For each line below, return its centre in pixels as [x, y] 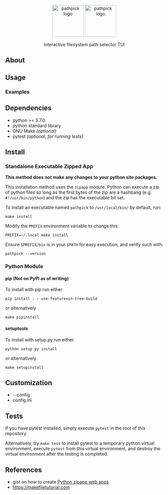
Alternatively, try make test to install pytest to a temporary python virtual [80, 443]
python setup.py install [31, 349]
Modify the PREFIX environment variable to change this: [62, 226]
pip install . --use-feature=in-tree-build [51, 299]
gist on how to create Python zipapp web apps [61, 482]
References [24, 470]
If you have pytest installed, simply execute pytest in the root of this [75, 428]
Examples [18, 92]
